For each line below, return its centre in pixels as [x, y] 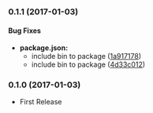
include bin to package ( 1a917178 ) [86, 56]
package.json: [44, 48]
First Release [41, 102]
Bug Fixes [25, 31]
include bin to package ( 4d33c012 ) [88, 64]
